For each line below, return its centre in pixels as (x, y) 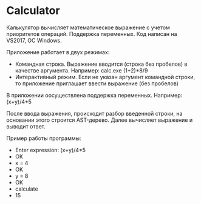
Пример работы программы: (44, 138)
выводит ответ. (26, 126)
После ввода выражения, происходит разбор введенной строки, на (94, 113)
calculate (26, 189)
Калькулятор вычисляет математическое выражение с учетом (88, 27)
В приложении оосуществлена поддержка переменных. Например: (94, 95)
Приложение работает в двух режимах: (58, 52)
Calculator (33, 11)
